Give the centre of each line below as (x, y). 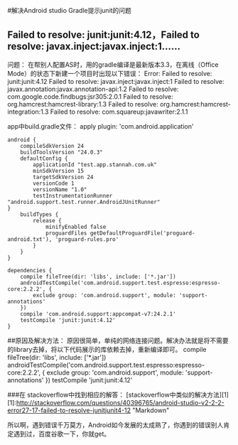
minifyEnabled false (76, 227)
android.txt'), (30, 239)
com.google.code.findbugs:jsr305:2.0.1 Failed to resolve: (90, 96)
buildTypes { (39, 214)
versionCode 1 (54, 183)
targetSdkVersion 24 (63, 177)
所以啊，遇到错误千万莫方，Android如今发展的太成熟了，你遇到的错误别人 (115, 424)
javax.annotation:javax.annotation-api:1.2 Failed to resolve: (93, 89)
